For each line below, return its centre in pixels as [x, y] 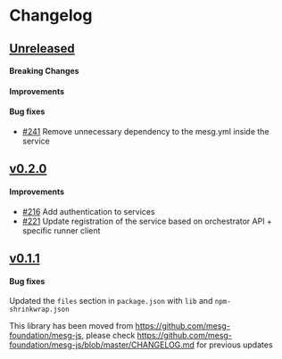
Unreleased [42, 49]
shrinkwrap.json [39, 310]
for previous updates [235, 345]
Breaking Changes [44, 71]
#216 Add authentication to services [88, 211]
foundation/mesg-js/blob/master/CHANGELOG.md [102, 345]
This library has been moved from [71, 326]
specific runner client [61, 230]
